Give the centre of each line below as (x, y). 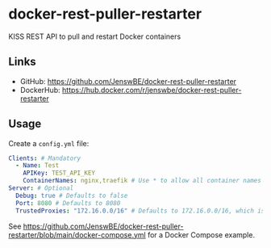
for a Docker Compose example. (202, 234)
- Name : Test (38, 166)
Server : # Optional (41, 188)
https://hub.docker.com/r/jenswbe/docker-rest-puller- (152, 90)
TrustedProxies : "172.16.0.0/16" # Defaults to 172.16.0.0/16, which (135, 211)
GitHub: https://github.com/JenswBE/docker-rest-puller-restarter (128, 81)
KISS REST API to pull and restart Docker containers (95, 36)
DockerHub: (40, 90)
